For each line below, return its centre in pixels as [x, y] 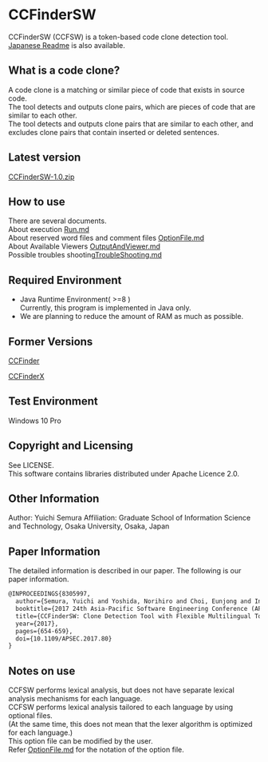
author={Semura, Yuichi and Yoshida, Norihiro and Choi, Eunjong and [133, 601]
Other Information [54, 499]
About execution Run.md [49, 229]
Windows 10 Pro [35, 421]
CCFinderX [26, 376]
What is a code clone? [64, 71]
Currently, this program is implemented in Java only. [105, 308]
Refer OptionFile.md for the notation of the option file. [97, 750]
